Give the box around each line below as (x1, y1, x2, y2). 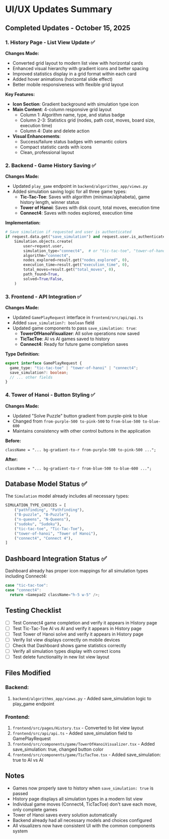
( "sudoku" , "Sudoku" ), (14, 521, 62, 527)
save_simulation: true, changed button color (12, 746, 104, 752)
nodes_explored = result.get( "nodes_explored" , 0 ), (23, 257, 129, 263)
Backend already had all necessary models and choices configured (12, 817, 152, 823)
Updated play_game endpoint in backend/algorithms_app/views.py (12, 183, 148, 189)
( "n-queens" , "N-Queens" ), (14, 517, 71, 522)
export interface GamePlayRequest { (5, 360, 82, 365)
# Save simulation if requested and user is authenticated (5, 230, 132, 235)
